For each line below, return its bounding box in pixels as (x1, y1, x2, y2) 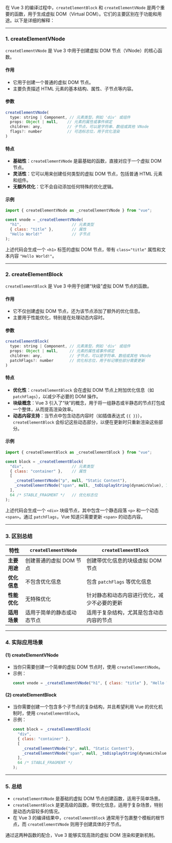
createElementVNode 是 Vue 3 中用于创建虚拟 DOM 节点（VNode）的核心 (5, 48, 158, 54)
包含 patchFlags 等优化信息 (86, 578, 152, 585)
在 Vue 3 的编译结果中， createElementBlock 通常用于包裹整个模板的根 (12, 815, 160, 821)
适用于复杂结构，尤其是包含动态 (86, 609, 164, 616)
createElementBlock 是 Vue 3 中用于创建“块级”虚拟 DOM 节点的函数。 (5, 283, 152, 289)
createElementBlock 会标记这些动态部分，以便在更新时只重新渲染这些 (12, 419, 159, 425)
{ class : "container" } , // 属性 (10, 469, 87, 474)
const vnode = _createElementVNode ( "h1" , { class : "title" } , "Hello (12, 681, 165, 686)
